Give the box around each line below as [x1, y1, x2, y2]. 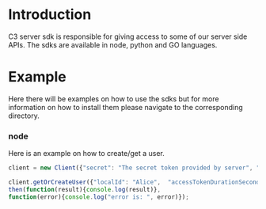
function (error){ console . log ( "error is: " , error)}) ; [8, 192, 190, 201]
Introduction [8, 6, 92, 24]
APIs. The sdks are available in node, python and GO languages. [8, 40, 218, 49]
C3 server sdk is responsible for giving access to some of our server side [8, 32, 248, 41]
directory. [8, 111, 40, 120]
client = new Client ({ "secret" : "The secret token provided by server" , [8, 164, 253, 172]
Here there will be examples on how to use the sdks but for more [8, 93, 219, 104]
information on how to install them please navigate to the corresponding [8, 102, 243, 112]
